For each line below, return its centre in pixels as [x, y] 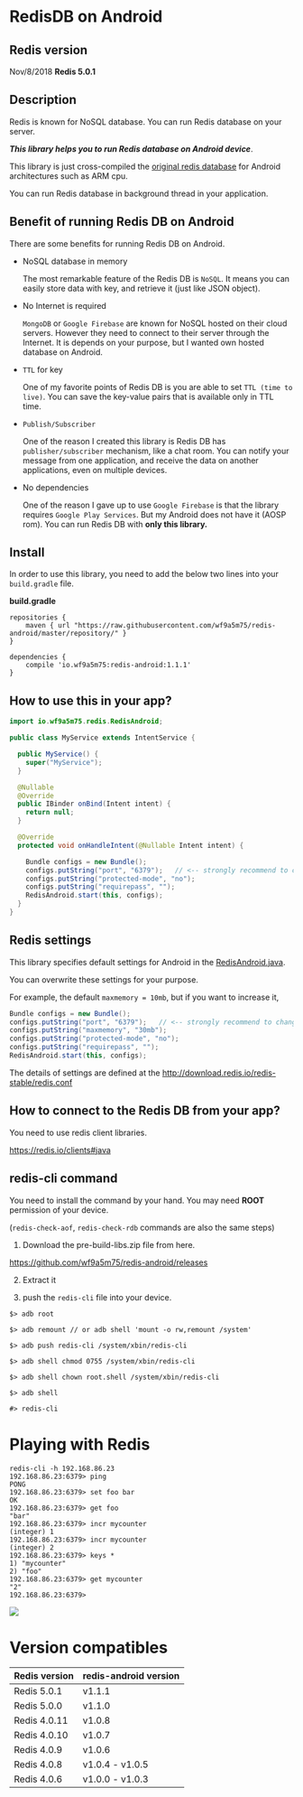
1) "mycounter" [38, 1563]
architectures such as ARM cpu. [69, 176]
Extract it [39, 1280]
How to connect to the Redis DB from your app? [145, 1111]
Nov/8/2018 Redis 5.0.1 [53, 71]
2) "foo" [26, 1571]
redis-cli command [64, 1179]
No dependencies [55, 487]
